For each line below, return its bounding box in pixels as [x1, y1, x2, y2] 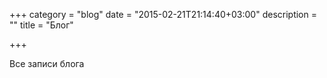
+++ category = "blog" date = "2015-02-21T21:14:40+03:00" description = [9, 9, 317, 20]
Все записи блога [9, 58, 85, 69]
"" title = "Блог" [9, 19, 74, 31]
